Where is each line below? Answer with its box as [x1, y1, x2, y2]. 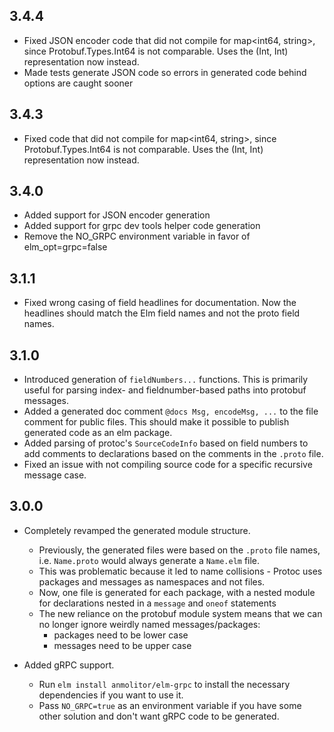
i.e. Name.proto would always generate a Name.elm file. [38, 554, 261, 566]
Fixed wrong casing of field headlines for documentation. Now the [23, 297, 297, 309]
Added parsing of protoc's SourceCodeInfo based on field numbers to [23, 437, 309, 449]
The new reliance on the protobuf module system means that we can [38, 607, 323, 619]
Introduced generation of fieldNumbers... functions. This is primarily [23, 374, 309, 386]
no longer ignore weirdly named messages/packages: [38, 618, 261, 630]
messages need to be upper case [53, 639, 192, 651]
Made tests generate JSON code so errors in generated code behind [23, 66, 307, 78]
